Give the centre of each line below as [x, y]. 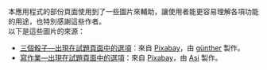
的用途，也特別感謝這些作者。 [57, 21]
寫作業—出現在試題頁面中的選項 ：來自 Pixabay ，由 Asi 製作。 [121, 58]
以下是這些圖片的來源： [46, 31]
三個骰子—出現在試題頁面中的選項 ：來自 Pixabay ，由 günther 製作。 [132, 48]
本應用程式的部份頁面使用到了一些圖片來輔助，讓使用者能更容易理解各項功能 [133, 11]
